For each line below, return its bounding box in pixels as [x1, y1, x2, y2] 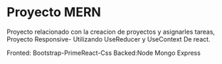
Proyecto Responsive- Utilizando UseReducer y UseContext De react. [6, 34, 211, 43]
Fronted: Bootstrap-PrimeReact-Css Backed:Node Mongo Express [6, 49, 201, 57]
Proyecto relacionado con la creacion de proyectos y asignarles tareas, [6, 27, 215, 36]
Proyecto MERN [6, 4, 101, 20]
